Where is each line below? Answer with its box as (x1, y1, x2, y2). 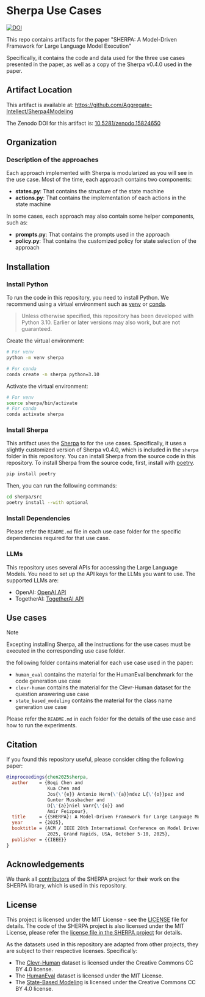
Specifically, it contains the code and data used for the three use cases (6, 54, 185, 61)
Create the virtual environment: (6, 337, 85, 344)
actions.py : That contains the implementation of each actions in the (15, 194, 186, 202)
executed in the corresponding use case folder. (6, 647, 125, 654)
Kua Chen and (47, 785, 81, 792)
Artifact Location (6, 85, 73, 95)
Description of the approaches (6, 155, 99, 164)
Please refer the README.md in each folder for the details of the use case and (6, 715, 196, 722)
